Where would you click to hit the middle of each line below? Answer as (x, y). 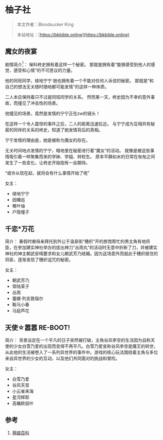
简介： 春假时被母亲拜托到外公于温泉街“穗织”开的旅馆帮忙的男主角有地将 (78, 242)
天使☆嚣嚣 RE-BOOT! (38, 327)
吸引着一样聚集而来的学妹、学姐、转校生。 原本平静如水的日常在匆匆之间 (82, 157)
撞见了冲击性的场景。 (39, 103)
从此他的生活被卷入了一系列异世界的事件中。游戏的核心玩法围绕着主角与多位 (81, 352)
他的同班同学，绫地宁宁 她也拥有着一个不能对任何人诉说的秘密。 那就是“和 (80, 81)
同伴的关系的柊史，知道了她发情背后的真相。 (58, 130)
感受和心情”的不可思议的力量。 (44, 70)
